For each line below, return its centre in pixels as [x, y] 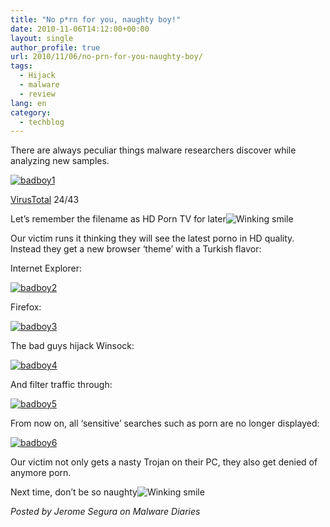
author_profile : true [55, 47]
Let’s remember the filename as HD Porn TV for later [118, 219]
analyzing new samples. [60, 161]
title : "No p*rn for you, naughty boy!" [96, 19]
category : [31, 112]
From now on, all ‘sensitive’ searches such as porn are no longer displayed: [165, 423]
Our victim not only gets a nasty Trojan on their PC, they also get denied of [164, 462]
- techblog [42, 122]
